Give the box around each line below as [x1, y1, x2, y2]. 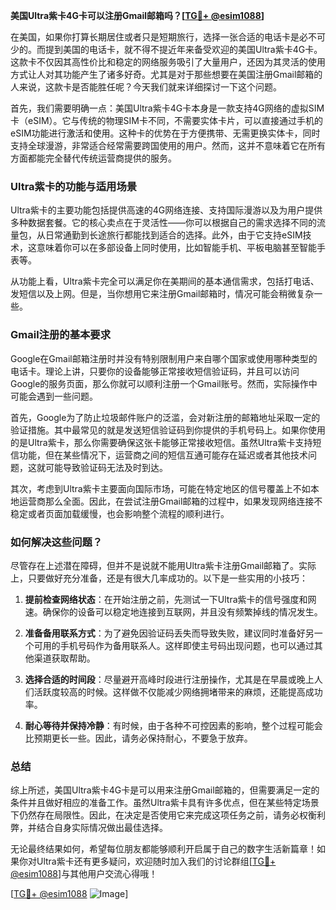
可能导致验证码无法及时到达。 [44, 461, 168, 473]
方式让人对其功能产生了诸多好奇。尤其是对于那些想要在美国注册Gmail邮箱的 [10, 69, 323, 80]
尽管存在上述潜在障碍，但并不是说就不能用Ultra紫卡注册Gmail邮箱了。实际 [10, 559, 317, 571]
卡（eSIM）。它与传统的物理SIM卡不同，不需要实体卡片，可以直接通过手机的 [10, 115, 323, 126]
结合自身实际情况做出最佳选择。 [36, 822, 168, 834]
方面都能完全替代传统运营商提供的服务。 [10, 152, 177, 164]
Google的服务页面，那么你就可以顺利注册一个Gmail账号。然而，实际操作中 [10, 377, 318, 389]
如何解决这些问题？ [10, 535, 103, 549]
